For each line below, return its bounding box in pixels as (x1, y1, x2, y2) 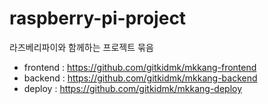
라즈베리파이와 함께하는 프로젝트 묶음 (9, 41, 154, 53)
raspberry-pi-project (9, 7, 187, 30)
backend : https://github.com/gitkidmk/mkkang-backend (23, 72, 258, 84)
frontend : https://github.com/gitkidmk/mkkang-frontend (23, 61, 257, 73)
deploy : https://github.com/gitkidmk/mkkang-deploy (23, 82, 243, 94)
